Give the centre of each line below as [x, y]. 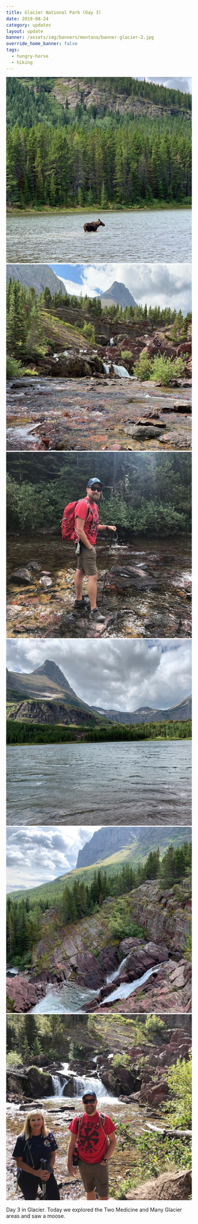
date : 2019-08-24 [27, 19]
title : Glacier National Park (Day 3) [54, 12]
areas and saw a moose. [36, 1216]
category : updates [29, 25]
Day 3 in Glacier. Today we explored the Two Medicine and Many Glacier [94, 1210]
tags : [13, 50]
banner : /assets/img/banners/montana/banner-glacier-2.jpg [80, 38]
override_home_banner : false [42, 44]
